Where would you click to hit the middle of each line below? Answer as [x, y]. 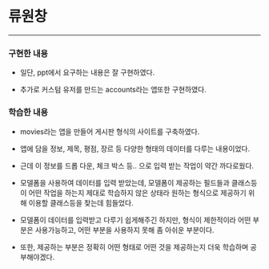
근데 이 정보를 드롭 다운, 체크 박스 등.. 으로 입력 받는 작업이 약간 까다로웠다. [137, 165]
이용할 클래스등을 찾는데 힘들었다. [81, 202]
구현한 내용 [28, 53]
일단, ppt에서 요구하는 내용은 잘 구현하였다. [87, 72]
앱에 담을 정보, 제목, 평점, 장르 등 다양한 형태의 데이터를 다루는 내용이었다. [135, 149]
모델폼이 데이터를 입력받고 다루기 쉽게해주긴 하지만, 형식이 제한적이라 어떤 [135, 220]
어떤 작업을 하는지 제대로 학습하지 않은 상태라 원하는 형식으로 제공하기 [137, 193]
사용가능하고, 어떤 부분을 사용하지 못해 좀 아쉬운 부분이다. [124, 230]
